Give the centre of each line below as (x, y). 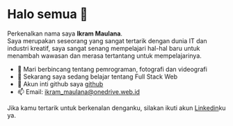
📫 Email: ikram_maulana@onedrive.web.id (79, 92)
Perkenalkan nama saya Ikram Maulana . (65, 33)
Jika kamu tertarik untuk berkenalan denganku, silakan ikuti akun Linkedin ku (116, 108)
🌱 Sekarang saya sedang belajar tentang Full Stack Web (97, 77)
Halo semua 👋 (48, 14)
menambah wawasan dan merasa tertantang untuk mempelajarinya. (104, 56)
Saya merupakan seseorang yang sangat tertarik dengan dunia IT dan (107, 40)
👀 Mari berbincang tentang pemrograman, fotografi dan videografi (112, 69)
